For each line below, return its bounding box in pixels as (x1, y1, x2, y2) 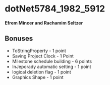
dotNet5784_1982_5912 (5, 3, 105, 14)
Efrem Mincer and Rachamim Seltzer (5, 19, 83, 25)
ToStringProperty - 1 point (12, 47, 66, 53)
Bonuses (5, 34, 33, 43)
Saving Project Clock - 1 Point (12, 53, 74, 59)
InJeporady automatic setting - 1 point (12, 63, 91, 69)
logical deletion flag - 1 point (12, 68, 71, 75)
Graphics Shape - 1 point (12, 74, 64, 80)
